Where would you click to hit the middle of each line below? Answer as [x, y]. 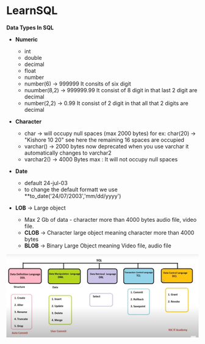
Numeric [27, 39]
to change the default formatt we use [71, 189]
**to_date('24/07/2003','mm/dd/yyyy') [73, 196]
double [33, 57]
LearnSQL [32, 11]
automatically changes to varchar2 [68, 153]
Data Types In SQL [30, 27]
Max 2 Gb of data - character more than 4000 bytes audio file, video [110, 219]
